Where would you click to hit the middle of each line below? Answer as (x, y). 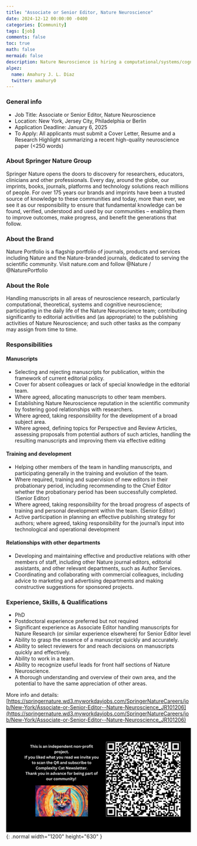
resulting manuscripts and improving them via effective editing (90, 440)
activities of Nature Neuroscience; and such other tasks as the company (93, 323)
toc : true (18, 43)
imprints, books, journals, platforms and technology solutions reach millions (97, 186)
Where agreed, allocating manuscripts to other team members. (90, 397)
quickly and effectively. (43, 652)
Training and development (39, 454)
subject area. (30, 422)
